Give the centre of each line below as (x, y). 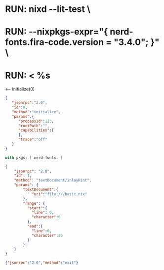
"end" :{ (35, 226)
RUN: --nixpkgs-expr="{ (57, 32)
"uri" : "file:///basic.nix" (59, 194)
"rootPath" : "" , (34, 126)
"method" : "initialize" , (36, 112)
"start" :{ (37, 208)
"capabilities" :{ (36, 130)
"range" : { (34, 203)
